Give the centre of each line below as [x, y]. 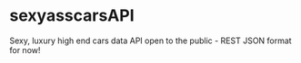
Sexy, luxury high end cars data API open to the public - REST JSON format [151, 40]
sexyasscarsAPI [72, 16]
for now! [25, 49]
